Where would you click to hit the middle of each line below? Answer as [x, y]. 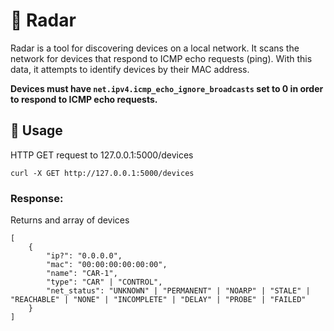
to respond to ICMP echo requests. [84, 99]
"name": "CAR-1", [82, 274]
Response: [37, 198]
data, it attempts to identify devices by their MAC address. [130, 69]
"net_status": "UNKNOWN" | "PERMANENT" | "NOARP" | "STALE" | [178, 291]
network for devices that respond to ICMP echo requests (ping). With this [161, 58]
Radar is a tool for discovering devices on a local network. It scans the [155, 48]
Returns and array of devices [70, 220]
